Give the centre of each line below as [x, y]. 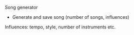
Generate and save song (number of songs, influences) [71, 17]
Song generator [21, 7]
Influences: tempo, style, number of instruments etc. [60, 27]
